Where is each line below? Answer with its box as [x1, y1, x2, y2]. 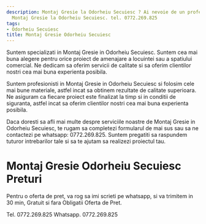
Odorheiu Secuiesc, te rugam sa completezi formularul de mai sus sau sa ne [6, 125, 199, 132]
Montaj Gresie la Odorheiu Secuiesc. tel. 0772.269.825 [12, 15, 158, 21]
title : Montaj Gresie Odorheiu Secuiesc [6, 32, 112, 38]
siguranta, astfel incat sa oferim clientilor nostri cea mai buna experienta [6, 99, 189, 107]
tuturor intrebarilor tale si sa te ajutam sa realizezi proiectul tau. [6, 137, 166, 145]
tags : [6, 20, 20, 26]
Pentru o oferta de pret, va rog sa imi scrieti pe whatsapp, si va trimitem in [6, 193, 193, 200]
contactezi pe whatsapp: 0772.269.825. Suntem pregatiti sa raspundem [6, 131, 188, 139]
